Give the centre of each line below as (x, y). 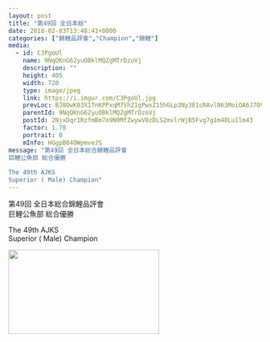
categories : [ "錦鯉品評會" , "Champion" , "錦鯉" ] (84, 38)
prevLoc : (37, 105)
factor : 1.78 (45, 128)
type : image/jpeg (52, 90)
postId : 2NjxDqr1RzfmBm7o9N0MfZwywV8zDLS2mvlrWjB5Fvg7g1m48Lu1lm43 (138, 120)
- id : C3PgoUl (39, 53)
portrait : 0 (43, 135)
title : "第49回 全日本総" (48, 23)
